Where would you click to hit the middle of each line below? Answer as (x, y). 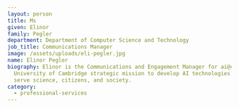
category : (22, 87)
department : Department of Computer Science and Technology (99, 40)
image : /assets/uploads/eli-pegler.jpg (67, 54)
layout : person (30, 14)
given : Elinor (28, 27)
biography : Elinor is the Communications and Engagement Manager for (113, 67)
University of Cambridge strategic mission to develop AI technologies (122, 73)
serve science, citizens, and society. (73, 80)
